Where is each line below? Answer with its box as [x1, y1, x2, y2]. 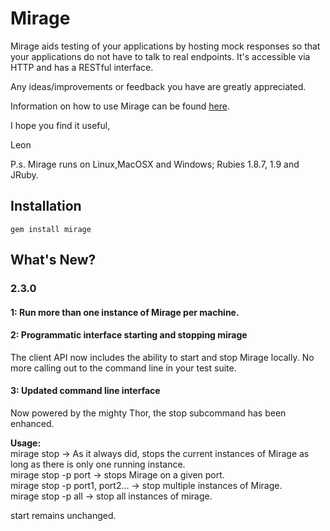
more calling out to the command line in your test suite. [10, 362, 237, 374]
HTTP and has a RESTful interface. [10, 61, 154, 73]
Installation [10, 198, 82, 215]
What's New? [10, 252, 97, 269]
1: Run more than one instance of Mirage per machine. [10, 306, 240, 318]
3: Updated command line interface [10, 385, 161, 397]
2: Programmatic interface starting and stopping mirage [10, 329, 248, 341]
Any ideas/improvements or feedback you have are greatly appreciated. [10, 80, 307, 92]
